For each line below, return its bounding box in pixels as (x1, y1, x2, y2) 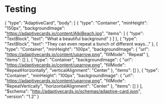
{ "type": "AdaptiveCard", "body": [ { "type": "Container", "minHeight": (4, 20, 148, 26)
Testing (4, 3, 37, 15)
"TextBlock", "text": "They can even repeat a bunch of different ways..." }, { (4, 41, 158, 47)
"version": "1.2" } (4, 93, 39, 100)
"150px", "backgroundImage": (4, 25, 65, 31)
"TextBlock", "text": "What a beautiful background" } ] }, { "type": (4, 36, 137, 42)
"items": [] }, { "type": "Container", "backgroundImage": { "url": (4, 56, 133, 62)
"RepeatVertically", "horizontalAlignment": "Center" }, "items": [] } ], (4, 83, 143, 89)
